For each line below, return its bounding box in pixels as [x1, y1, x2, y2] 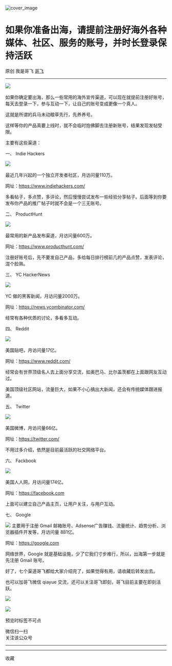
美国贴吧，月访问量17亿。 [5, 347, 59, 353]
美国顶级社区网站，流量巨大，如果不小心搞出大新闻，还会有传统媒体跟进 [5, 386, 158, 392]
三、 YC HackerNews [5, 272, 50, 278]
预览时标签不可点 [5, 617, 41, 623]
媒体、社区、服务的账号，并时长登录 [5, 37, 158, 49]
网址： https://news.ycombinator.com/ [5, 304, 85, 310]
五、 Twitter [5, 403, 31, 409]
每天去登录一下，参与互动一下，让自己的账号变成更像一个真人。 [5, 100, 140, 107]
